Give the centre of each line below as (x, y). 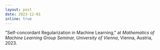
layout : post (19, 10)
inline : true (19, 19)
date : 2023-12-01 (23, 14)
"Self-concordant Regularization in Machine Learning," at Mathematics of (80, 33)
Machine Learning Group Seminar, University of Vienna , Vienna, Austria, (79, 38)
